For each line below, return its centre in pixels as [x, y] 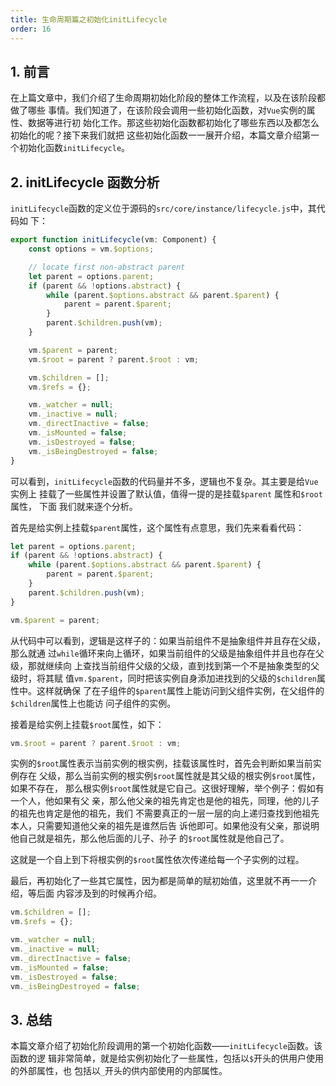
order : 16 [31, 29]
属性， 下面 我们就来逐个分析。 [74, 506]
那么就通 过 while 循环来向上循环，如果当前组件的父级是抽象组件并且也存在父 [167, 653]
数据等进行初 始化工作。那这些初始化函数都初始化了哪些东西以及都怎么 [173, 123]
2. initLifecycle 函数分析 [85, 182]
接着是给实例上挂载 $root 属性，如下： [87, 724]
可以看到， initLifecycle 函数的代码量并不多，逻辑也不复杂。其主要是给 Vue [164, 481]
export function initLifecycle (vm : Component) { [113, 240]
